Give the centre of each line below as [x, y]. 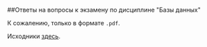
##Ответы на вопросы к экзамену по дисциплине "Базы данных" [104, 10]
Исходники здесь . [34, 36]
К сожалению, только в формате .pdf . [64, 23]
